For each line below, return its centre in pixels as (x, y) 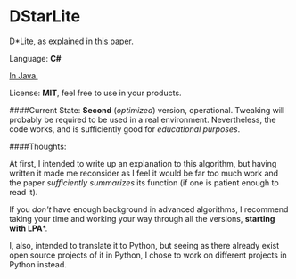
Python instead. (38, 264)
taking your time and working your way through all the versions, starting (142, 218)
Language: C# (35, 58)
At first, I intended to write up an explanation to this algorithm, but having (143, 163)
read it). (24, 192)
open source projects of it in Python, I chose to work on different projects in (148, 255)
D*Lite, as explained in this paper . (71, 41)
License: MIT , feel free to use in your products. (95, 93)
